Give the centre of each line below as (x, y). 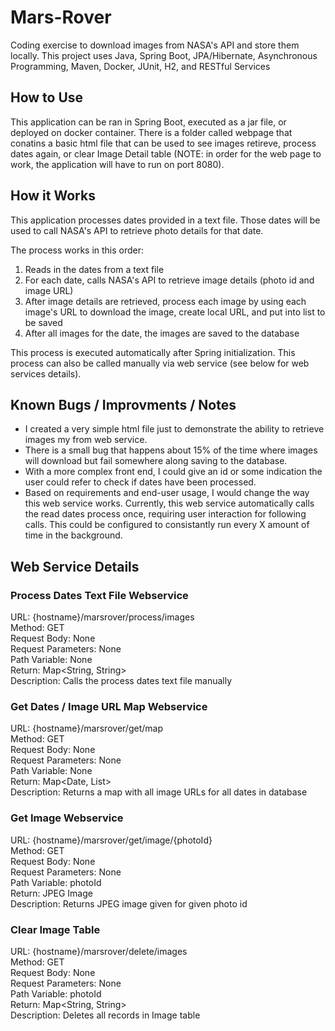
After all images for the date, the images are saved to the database (162, 333)
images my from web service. (86, 440)
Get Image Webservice (67, 818)
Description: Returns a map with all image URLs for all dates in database (159, 792)
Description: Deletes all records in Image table (105, 1015)
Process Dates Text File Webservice (99, 595)
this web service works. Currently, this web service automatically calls (169, 503)
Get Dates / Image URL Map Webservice (109, 706)
